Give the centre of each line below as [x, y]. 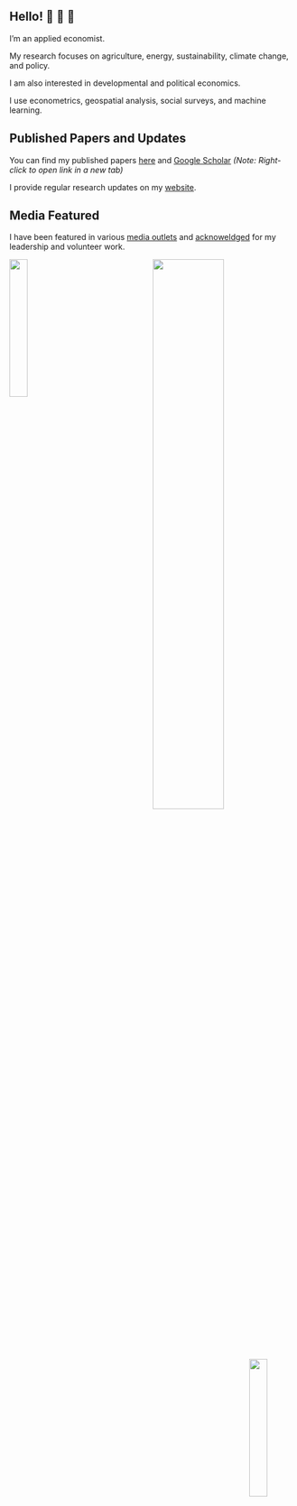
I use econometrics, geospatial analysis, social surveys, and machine [138, 100]
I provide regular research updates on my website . [103, 187]
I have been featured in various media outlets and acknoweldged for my [143, 237]
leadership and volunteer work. [67, 247]
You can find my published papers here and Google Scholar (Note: [133, 160]
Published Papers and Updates [98, 139]
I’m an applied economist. [57, 38]
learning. [26, 110]
